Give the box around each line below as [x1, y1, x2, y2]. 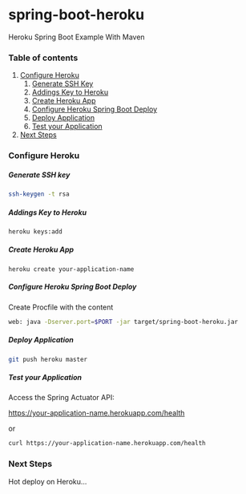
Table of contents [8, 52, 79, 63]
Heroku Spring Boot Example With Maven [8, 32, 146, 42]
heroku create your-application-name [8, 265, 135, 273]
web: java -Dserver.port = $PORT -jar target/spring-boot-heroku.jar [8, 318, 239, 326]
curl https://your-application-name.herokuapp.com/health [8, 439, 206, 447]
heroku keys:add [8, 227, 63, 236]
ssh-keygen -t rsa [8, 190, 70, 198]
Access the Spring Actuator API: [8, 393, 115, 403]
